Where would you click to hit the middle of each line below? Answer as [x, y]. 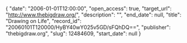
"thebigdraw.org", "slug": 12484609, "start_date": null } [73, 34]
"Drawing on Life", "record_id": [44, 21]
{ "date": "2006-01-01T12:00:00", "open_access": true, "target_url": [89, 9]
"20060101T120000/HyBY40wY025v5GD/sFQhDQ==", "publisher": [88, 27]
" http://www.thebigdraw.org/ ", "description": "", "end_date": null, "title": [93, 15]
